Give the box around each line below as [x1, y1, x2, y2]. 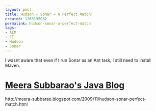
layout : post [5, 7, 32, 12]
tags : [5, 26, 16, 30]
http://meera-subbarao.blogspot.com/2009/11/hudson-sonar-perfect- [5, 96, 146, 102]
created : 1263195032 [5, 16, 48, 21]
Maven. [5, 62, 21, 68]
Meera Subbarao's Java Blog [5, 80, 125, 91]
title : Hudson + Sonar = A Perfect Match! [5, 12, 93, 17]
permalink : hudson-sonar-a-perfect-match [5, 21, 91, 26]
